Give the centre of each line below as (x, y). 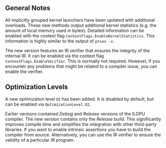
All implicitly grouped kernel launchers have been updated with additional (80, 20)
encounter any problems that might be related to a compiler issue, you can (81, 66)
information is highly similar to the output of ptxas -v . (60, 41)
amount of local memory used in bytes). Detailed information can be (75, 30)
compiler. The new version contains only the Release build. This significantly (83, 119)
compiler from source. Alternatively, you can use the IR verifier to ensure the (83, 135)
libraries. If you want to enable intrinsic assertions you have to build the (78, 129)
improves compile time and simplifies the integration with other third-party (81, 124)
